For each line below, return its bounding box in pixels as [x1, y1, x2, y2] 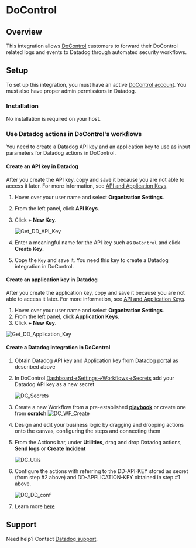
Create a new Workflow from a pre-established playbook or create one [14, 404, 186, 411]
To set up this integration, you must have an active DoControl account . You [6, 81, 187, 88]
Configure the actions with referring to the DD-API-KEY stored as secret [14, 468, 188, 475]
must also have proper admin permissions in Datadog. [6, 87, 136, 94]
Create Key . [14, 245, 44, 252]
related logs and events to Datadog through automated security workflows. [6, 49, 187, 56]
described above [14, 363, 56, 370]
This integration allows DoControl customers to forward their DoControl [6, 42, 178, 49]
